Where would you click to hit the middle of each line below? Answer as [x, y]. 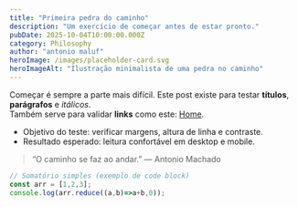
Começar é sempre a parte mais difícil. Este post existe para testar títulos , [149, 94]
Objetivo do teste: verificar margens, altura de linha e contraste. [143, 131]
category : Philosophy [51, 43]
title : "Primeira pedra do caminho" [79, 18]
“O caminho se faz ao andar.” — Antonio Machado [126, 159]
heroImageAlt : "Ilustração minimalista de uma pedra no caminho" [136, 69]
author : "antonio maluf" [57, 52]
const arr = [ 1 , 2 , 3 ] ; [51, 184]
